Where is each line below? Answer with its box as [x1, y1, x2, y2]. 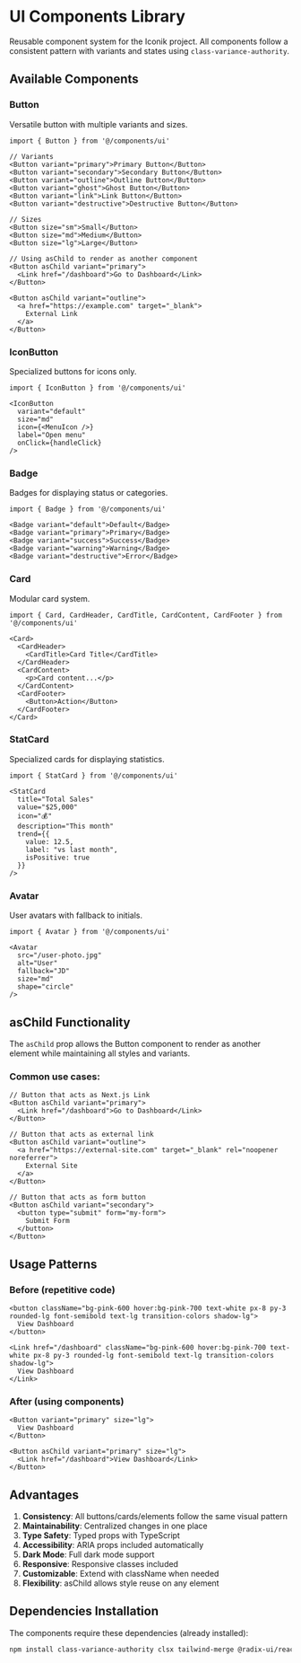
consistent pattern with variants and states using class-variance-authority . [9, 45, 289, 56]
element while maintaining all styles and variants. [9, 1048, 191, 1059]
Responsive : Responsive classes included [21, 1559, 179, 1570]
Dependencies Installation [9, 1604, 159, 1619]
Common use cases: [9, 1070, 100, 1083]
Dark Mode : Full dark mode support [21, 1549, 155, 1560]
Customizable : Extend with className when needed [21, 1569, 219, 1579]
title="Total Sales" [17, 795, 94, 804]
